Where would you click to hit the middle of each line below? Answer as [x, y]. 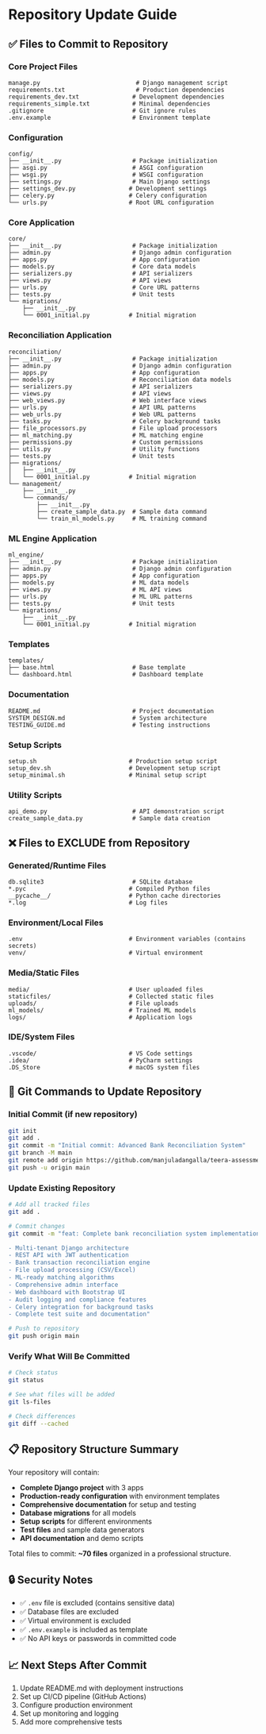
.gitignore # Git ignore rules [102, 110]
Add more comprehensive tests [71, 1722]
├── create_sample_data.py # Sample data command [122, 511]
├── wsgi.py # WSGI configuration [106, 175]
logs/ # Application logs [101, 1017]
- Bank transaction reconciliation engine [79, 1263]
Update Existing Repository [62, 1188]
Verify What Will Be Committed [69, 1356]
